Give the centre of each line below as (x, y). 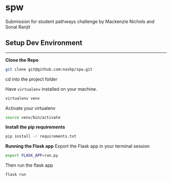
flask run (16, 175)
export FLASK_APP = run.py (32, 156)
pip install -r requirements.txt (41, 137)
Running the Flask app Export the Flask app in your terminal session (78, 146)
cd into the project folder (31, 79)
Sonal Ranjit (18, 27)
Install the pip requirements (35, 127)
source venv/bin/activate (33, 117)
